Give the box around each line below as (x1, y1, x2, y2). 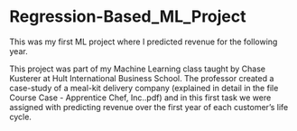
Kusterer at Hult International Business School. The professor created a (9, 72, 274, 83)
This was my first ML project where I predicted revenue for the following (9, 36, 278, 47)
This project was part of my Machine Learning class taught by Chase (9, 63, 266, 74)
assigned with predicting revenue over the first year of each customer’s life (9, 101, 289, 112)
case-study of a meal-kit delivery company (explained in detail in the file (9, 82, 279, 93)
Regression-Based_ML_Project (9, 6, 246, 27)
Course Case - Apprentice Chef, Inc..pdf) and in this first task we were (9, 92, 272, 103)
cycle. (9, 111, 32, 122)
